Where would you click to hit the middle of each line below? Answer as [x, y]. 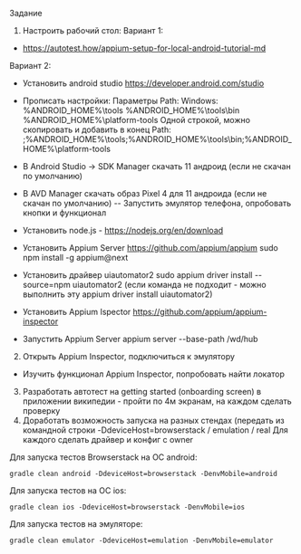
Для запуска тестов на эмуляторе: [76, 524]
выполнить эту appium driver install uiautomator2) [117, 294]
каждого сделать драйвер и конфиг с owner [107, 439]
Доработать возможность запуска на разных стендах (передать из [153, 420]
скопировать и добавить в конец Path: [97, 129]
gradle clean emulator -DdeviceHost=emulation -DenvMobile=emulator [141, 540]
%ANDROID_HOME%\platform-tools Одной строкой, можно [136, 120]
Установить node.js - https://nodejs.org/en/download [123, 230]
